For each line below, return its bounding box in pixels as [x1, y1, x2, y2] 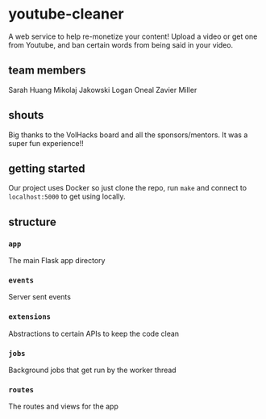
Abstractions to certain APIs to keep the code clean [8, 329, 180, 338]
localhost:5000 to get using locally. [8, 191, 126, 202]
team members [8, 64, 86, 78]
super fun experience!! [8, 138, 84, 148]
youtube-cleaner [8, 5, 124, 23]
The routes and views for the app [8, 401, 118, 412]
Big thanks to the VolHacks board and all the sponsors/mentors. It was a [8, 130, 248, 140]
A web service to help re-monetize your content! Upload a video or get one [8, 31, 258, 41]
